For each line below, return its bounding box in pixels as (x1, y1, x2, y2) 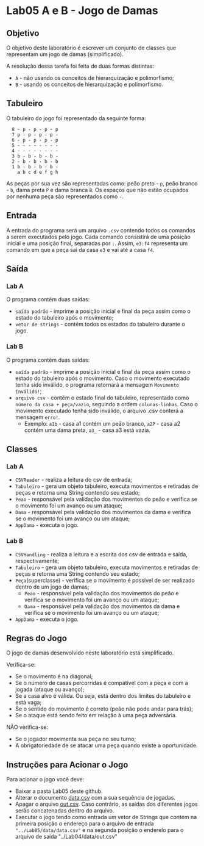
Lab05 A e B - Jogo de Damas (6, 4, 158, 18)
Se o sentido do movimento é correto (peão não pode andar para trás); (15, 705, 194, 712)
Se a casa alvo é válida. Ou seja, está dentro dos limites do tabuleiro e (15, 692, 191, 700)
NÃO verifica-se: (6, 723, 49, 731)
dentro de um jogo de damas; (15, 583, 90, 590)
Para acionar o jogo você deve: (6, 776, 85, 783)
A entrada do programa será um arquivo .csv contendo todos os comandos (6, 226, 196, 234)
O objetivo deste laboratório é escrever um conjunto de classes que (6, 44, 177, 51)
